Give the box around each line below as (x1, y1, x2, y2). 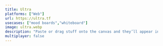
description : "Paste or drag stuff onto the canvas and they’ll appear (5, 29, 153, 34)
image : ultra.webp (5, 25, 42, 30)
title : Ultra (5, 7, 32, 12)
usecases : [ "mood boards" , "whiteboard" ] (5, 20, 88, 25)
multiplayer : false (5, 34, 45, 39)
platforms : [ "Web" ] (5, 11, 45, 16)
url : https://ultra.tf (5, 16, 51, 21)
